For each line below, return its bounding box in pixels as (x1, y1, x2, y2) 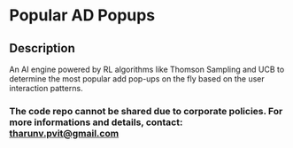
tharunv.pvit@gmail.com (9, 127, 120, 139)
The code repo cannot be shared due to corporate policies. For (9, 105, 283, 117)
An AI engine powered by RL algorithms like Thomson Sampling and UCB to (9, 64, 285, 74)
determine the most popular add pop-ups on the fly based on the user (9, 74, 266, 84)
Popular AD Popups (9, 5, 156, 26)
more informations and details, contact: (9, 116, 183, 129)
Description (9, 41, 75, 56)
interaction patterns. (9, 83, 83, 93)
